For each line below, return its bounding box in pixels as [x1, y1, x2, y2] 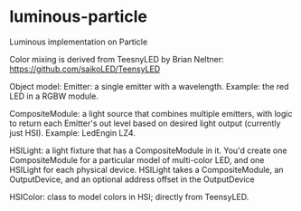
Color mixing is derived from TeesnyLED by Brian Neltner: [9, 53, 224, 64]
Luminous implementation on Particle [9, 36, 148, 47]
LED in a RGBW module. [9, 91, 99, 101]
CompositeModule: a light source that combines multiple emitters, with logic [9, 108, 293, 119]
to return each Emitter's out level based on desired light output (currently [9, 118, 281, 129]
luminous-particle [9, 6, 147, 27]
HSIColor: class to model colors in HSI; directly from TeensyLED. [9, 191, 249, 202]
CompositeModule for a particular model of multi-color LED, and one [9, 154, 265, 165]
